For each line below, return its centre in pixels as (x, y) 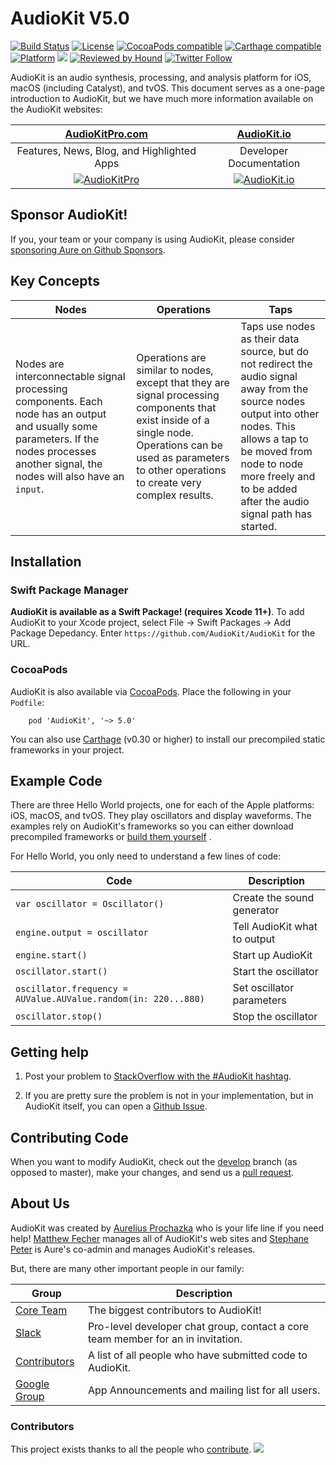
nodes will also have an (70, 476)
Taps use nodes (278, 326)
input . (30, 489)
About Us (40, 1203)
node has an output (61, 414)
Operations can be (179, 445)
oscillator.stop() (59, 1016)
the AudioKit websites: (56, 109)
